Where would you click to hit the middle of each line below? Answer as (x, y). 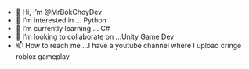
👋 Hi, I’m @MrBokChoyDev (59, 12)
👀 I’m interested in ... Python (61, 20)
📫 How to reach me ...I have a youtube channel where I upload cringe (128, 45)
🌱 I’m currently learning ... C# (63, 28)
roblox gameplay (43, 57)
